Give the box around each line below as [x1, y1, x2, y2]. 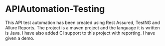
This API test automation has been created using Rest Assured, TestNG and [5, 20, 161, 25]
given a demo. [5, 35, 35, 41]
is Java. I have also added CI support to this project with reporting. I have [5, 30, 156, 36]
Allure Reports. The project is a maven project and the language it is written [5, 24, 160, 30]
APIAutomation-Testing [5, 3, 105, 15]
